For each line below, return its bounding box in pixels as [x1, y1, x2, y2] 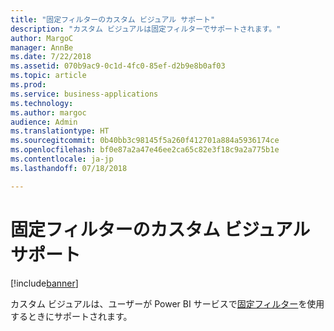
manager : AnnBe [10, 42, 74, 53]
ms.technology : [10, 98, 74, 108]
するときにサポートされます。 [10, 310, 133, 322]
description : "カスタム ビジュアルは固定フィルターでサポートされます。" [10, 24, 282, 34]
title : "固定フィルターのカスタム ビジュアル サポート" [10, 14, 216, 25]
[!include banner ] [10, 277, 79, 289]
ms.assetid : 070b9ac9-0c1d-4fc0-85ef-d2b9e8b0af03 [10, 61, 226, 71]
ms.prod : [10, 80, 47, 90]
